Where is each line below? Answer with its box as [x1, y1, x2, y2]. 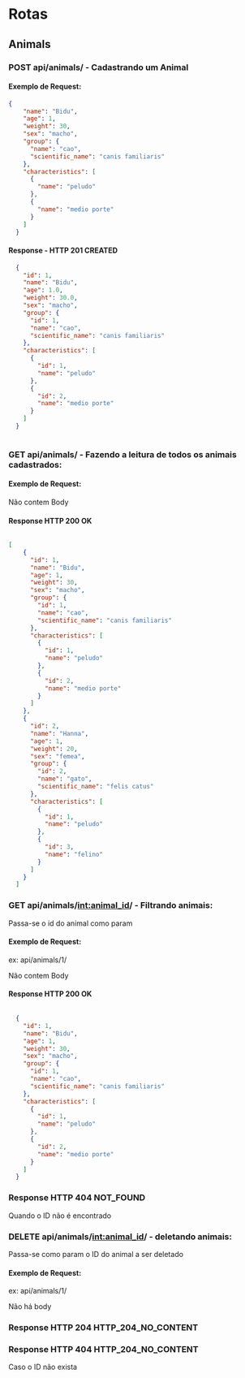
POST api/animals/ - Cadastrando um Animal [8, 62, 189, 73]
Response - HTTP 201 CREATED [8, 245, 118, 256]
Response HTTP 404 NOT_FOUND [8, 1192, 146, 1203]
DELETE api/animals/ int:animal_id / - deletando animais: [8, 1231, 233, 1242]
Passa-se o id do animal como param [8, 918, 133, 928]
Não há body [8, 1302, 52, 1311]
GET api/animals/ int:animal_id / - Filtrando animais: [8, 900, 213, 911]
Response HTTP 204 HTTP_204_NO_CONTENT [8, 1322, 199, 1333]
